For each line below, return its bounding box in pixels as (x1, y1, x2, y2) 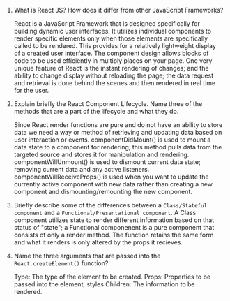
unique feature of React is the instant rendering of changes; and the (13, 64, 209, 72)
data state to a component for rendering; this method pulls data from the (13, 143, 222, 151)
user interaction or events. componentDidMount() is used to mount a (13, 135, 211, 144)
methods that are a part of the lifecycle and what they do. (13, 108, 179, 115)
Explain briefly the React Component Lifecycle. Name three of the (13, 100, 203, 108)
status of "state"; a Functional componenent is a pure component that (13, 223, 215, 231)
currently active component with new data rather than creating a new (13, 180, 213, 188)
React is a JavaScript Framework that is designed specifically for (13, 20, 201, 27)
